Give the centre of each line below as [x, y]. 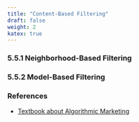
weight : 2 [22, 27]
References [28, 96]
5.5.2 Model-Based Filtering [56, 77]
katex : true [25, 33]
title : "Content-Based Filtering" [58, 14]
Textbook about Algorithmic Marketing [73, 111]
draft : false [26, 20]
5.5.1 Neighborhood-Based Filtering [69, 59]
